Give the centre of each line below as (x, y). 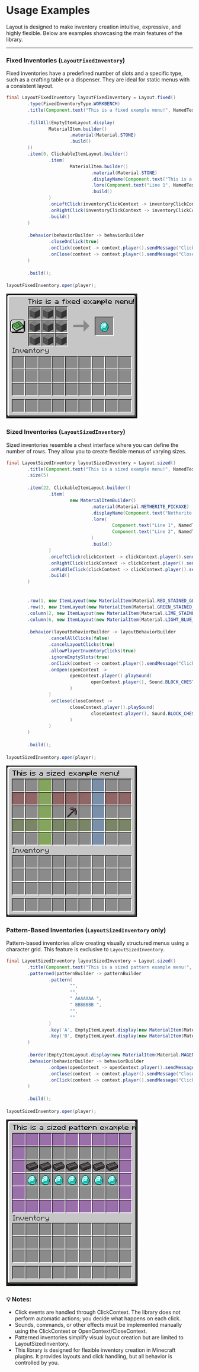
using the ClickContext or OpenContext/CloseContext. (81, 1331)
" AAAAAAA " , (86, 999)
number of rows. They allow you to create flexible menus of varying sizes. (96, 451)
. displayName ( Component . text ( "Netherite (142, 513)
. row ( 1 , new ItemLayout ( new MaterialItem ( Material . (93, 601)
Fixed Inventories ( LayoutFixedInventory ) (66, 60)
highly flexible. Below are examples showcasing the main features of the (94, 33)
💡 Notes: (19, 1299)
